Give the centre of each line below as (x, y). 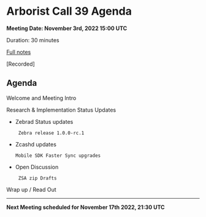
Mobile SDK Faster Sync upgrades (58, 155)
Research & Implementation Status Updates (61, 110)
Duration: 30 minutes (33, 40)
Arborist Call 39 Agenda (69, 11)
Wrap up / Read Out (31, 189)
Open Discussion (37, 167)
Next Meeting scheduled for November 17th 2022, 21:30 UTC (86, 207)
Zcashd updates (36, 144)
